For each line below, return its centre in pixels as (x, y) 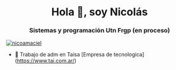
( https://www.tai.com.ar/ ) (46, 61)
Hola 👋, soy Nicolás (100, 12)
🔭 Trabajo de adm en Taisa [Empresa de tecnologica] (79, 55)
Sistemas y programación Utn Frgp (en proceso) (100, 31)
